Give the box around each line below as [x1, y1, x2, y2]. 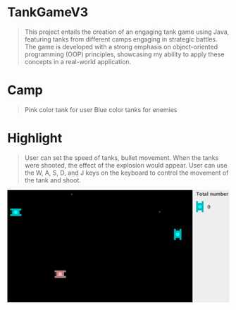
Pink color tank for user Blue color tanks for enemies [24, 105, 178, 113]
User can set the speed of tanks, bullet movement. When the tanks [24, 153, 219, 162]
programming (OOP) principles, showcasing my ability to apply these [24, 50, 225, 58]
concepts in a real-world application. [24, 57, 132, 66]
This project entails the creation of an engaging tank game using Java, [24, 27, 230, 36]
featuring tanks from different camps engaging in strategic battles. [24, 35, 218, 43]
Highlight [7, 130, 63, 147]
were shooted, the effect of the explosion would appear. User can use [24, 161, 228, 169]
